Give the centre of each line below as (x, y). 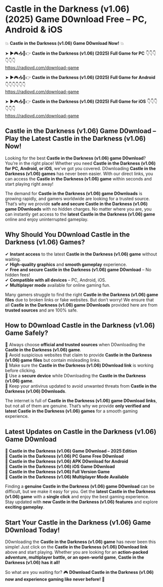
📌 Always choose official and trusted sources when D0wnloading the (75, 345)
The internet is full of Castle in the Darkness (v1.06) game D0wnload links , (81, 401)
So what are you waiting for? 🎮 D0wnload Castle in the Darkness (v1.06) (80, 572)
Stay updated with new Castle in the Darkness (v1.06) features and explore (81, 502)
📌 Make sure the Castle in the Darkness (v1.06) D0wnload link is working (79, 365)
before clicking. (21, 371)
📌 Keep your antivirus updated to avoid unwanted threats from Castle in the (81, 386)
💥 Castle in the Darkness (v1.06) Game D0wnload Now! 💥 (64, 43)
